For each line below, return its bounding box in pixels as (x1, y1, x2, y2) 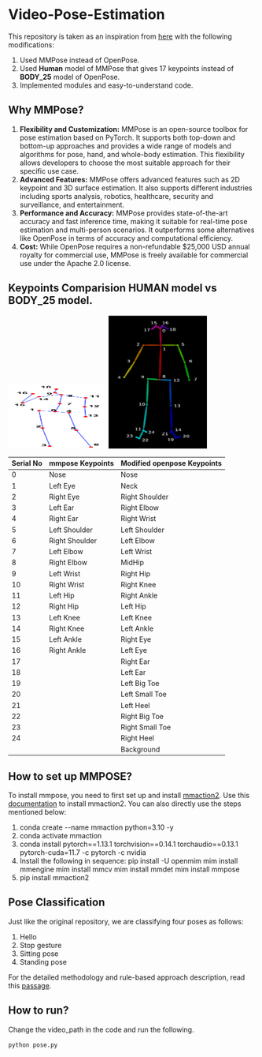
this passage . (8, 980, 52, 990)
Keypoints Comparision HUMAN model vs (8, 282, 218, 295)
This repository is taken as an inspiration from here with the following (8, 32, 232, 41)
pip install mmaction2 (19, 873, 90, 883)
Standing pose (19, 957, 67, 966)
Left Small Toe (120, 689, 168, 699)
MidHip (120, 558, 144, 568)
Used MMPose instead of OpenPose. (19, 55, 140, 65)
